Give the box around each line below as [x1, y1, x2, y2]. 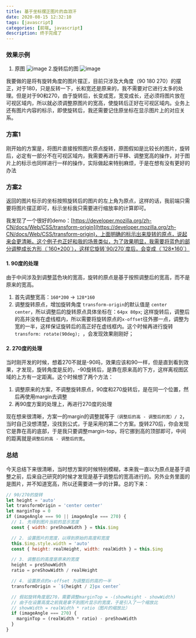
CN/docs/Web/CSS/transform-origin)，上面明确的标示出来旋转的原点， [6, 231, 177, 238]
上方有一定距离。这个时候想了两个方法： [16, 373, 114, 381]
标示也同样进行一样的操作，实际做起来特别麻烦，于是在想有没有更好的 [21, 159, 190, 166]
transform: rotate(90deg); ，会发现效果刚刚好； [14, 330, 134, 337]
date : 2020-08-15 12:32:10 [6, 14, 72, 20]
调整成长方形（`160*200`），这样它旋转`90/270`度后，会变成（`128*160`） [10, 245, 190, 253]
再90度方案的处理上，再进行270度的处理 [14, 401, 113, 408]
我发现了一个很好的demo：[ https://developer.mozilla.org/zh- [6, 217, 152, 224]
